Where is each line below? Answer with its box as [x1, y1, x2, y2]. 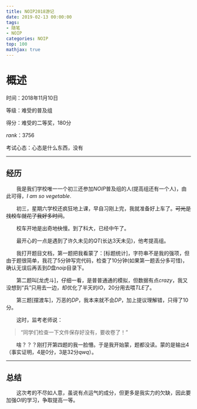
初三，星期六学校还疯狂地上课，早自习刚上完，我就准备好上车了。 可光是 [16, 205, 191, 212]
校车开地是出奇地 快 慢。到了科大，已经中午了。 [16, 224, 130, 231]
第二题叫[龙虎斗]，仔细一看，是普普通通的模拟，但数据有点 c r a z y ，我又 [16, 277, 188, 284]
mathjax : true [6, 47, 41, 53]
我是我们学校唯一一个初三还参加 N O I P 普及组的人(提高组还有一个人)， [16, 185, 182, 192]
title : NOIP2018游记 [6, 8, 55, 15]
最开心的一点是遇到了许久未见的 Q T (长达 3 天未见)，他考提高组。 [16, 237, 169, 244]
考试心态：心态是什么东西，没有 [6, 144, 83, 151]
